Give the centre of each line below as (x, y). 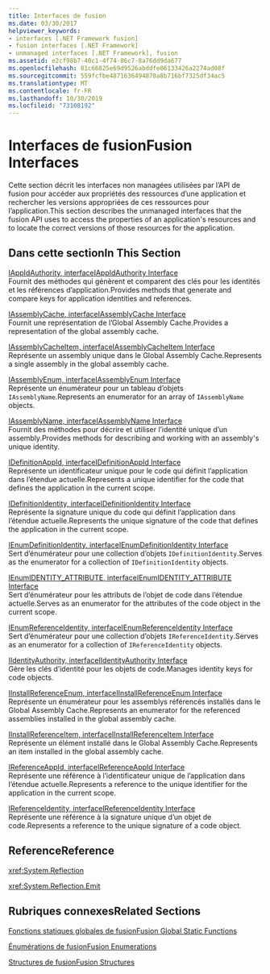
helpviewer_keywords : (45, 31)
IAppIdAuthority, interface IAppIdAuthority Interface (93, 273)
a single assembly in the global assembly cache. (89, 364)
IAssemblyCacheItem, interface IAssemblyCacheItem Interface (112, 347)
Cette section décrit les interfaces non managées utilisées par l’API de (125, 185)
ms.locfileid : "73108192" (52, 106)
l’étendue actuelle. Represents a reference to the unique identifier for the (128, 784)
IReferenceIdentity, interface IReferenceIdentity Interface (102, 808)
